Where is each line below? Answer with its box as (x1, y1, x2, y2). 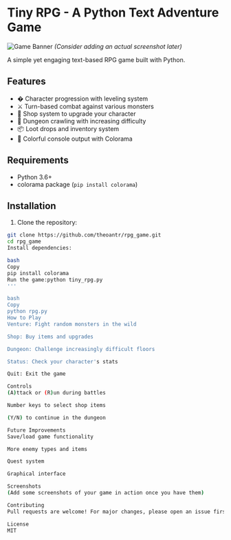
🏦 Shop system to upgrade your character (16, 109, 136, 118)
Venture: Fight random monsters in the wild (7, 321, 137, 328)
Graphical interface (7, 470, 67, 477)
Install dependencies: (7, 245, 72, 252)
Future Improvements (7, 426, 67, 434)
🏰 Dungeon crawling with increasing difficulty (16, 117, 146, 125)
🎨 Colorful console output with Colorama (16, 134, 133, 143)
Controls (7, 383, 32, 390)
